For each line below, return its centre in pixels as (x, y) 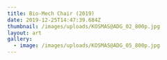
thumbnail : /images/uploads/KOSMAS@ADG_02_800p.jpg (83, 26)
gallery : (20, 39)
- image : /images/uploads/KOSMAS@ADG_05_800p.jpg (87, 46)
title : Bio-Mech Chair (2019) (51, 13)
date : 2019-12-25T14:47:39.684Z (54, 20)
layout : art (24, 33)
